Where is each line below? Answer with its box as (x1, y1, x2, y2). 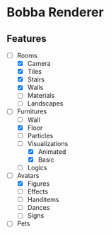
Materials (27, 91, 55, 100)
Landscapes (27, 99, 64, 108)
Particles (27, 131, 54, 140)
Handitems (27, 196, 59, 204)
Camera (27, 60, 51, 68)
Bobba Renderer (6, 4, 104, 21)
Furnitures (16, 107, 47, 116)
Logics (27, 163, 47, 172)
